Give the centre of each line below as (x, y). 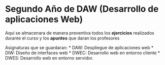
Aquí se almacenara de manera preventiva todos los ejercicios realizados (80, 33)
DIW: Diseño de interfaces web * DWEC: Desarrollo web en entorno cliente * (82, 53)
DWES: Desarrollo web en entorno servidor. (49, 58)
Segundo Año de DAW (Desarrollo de (82, 9)
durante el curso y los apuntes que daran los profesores (62, 38)
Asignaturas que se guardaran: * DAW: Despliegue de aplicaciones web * (79, 47)
